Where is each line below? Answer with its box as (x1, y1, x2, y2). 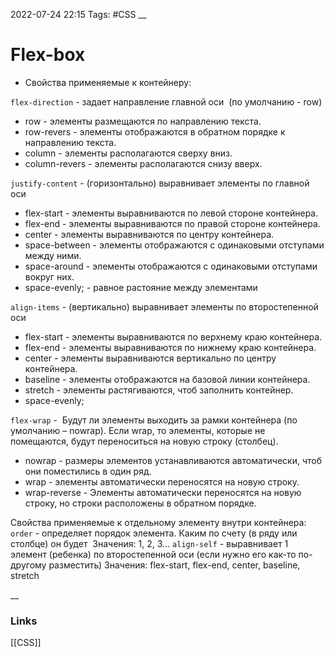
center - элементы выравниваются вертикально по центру (24, 352, 277, 364)
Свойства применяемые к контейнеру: (24, 76, 192, 88)
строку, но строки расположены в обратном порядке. (24, 497, 257, 509)
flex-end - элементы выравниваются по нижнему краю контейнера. (24, 341, 317, 353)
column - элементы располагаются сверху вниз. (24, 147, 233, 159)
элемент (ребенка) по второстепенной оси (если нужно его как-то (10, 548, 297, 560)
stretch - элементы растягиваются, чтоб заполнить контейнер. (24, 384, 294, 396)
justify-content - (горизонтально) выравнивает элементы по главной (10, 177, 310, 189)
